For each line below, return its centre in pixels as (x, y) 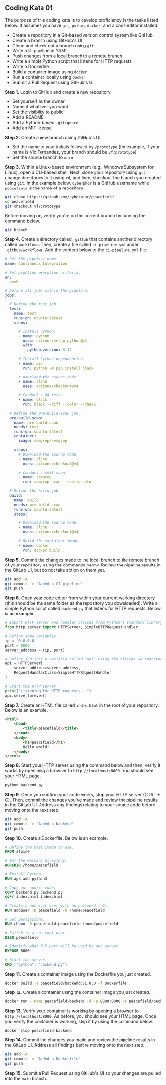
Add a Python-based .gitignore (45, 122)
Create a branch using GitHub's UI (47, 40)
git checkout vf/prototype (33, 206)
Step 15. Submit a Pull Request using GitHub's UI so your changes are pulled (83, 1073)
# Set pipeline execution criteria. (43, 273)
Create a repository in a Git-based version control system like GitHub (83, 35)
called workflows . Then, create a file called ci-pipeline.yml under (72, 245)
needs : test (26, 427)
